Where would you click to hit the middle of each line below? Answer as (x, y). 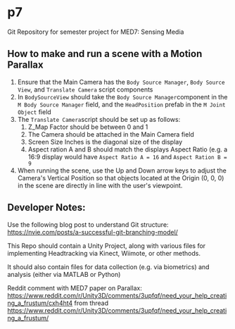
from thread (91, 303)
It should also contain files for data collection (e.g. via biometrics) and (108, 267)
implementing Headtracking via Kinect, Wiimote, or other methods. (104, 253)
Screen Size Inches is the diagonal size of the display (105, 142)
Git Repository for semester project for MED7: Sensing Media (96, 32)
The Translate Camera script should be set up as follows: (99, 119)
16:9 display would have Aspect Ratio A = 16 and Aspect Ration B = (127, 156)
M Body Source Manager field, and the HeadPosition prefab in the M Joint (121, 104)
